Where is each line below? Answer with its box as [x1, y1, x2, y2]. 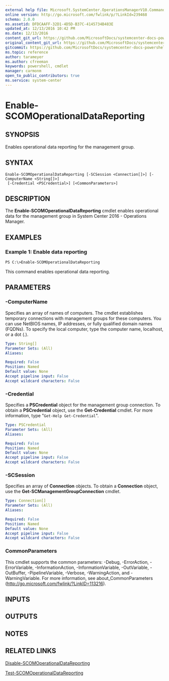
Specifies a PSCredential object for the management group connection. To [5, 402, 161, 408]
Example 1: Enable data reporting [5, 248, 88, 255]
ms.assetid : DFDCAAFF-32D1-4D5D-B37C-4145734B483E [5, 21, 114, 27]
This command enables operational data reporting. [5, 269, 110, 275]
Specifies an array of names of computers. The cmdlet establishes [5, 310, 143, 316]
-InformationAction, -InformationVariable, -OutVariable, [35, 564, 149, 570]
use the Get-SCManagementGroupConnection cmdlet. [5, 489, 121, 495]
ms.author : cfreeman [5, 59, 49, 64]
